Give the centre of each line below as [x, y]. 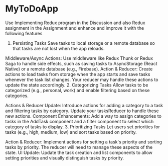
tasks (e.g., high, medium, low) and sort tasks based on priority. [71, 132]
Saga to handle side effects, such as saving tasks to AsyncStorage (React [81, 63]
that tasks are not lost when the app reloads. [58, 48]
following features [24, 33]
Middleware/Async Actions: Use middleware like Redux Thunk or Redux [79, 58]
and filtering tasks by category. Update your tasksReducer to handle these [82, 111]
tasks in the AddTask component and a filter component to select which [79, 121]
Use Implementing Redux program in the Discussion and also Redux [75, 23]
